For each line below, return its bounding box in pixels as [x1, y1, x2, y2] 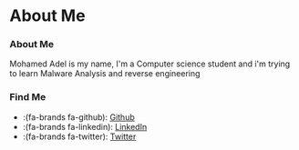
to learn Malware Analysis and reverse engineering [9, 68, 201, 79]
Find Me [9, 91, 46, 104]
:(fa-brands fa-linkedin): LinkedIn [22, 121, 148, 132]
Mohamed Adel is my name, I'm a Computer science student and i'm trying [9, 58, 291, 69]
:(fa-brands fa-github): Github [22, 111, 135, 123]
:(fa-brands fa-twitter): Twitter [22, 131, 137, 142]
